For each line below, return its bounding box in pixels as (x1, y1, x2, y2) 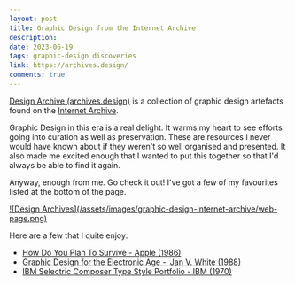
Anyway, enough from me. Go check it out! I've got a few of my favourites (9, 177, 279, 188)
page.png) (9, 212, 47, 223)
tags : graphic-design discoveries (9, 51, 137, 61)
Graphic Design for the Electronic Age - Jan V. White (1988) (21, 257, 242, 267)
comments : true (9, 71, 66, 80)
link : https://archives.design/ (9, 61, 128, 70)
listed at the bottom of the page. (9, 186, 127, 196)
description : (9, 33, 58, 42)
